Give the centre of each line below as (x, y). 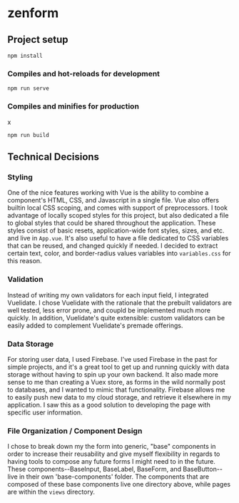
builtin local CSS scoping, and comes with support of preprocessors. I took (118, 208)
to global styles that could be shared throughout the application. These (112, 223)
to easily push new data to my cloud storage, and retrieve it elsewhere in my (119, 397)
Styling (20, 177)
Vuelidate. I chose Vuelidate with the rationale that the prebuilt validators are (120, 303)
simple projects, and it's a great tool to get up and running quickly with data (118, 367)
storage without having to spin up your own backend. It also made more (113, 374)
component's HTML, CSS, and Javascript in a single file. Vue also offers (113, 200)
